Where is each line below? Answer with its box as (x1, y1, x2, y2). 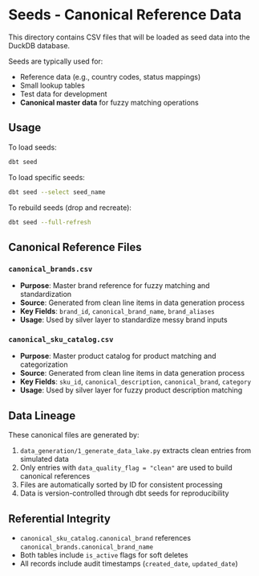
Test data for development (19, 88, 107, 98)
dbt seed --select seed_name (8, 187, 106, 196)
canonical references (19, 471, 91, 481)
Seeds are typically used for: (8, 56, 103, 66)
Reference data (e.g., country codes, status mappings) (19, 72, 201, 81)
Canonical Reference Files (8, 240, 142, 254)
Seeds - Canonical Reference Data (8, 6, 242, 24)
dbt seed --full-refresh (8, 218, 91, 226)
